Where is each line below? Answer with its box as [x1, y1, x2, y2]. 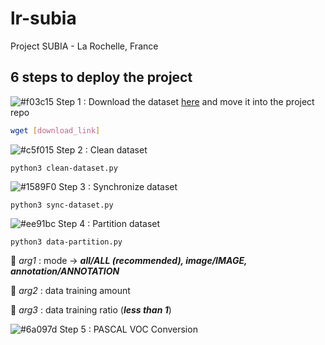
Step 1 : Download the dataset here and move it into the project [56, 95, 315, 107]
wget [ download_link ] [10, 125, 101, 136]
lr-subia [10, 7, 77, 30]
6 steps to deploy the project [10, 69, 193, 86]
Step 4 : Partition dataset [58, 217, 161, 229]
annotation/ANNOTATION [10, 265, 120, 277]
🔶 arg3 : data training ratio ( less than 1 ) [10, 303, 172, 316]
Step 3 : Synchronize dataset [58, 180, 178, 192]
